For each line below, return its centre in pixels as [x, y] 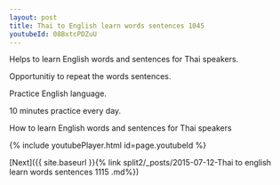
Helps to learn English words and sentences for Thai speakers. [124, 60]
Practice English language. [58, 93]
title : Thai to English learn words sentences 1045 [107, 26]
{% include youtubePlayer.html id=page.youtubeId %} [108, 145]
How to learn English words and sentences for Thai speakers [121, 128]
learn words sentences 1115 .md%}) [74, 172]
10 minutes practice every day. [65, 111]
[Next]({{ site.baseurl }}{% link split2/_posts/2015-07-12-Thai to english [140, 163]
